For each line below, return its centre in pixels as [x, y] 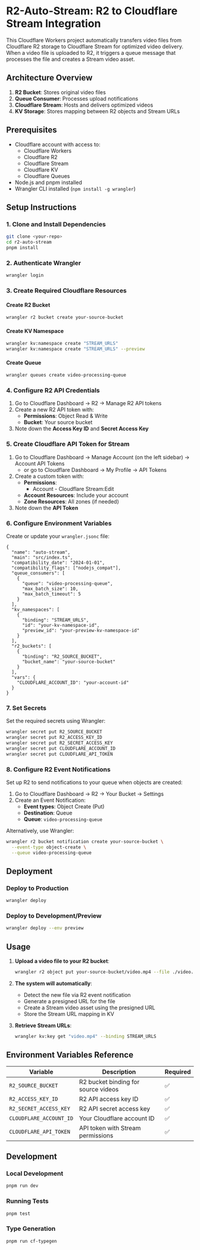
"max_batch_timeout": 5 [51, 594]
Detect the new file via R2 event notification [77, 995]
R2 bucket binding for [109, 1081]
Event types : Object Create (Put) [64, 806]
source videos [99, 1089]
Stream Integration [54, 24]
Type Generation [31, 1229]
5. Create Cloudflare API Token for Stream [68, 444]
